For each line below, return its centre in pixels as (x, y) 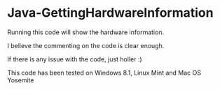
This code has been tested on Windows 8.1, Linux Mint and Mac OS (104, 73)
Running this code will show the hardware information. (86, 32)
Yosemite (21, 80)
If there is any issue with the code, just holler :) (75, 59)
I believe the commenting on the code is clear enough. (86, 45)
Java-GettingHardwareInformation (110, 13)
